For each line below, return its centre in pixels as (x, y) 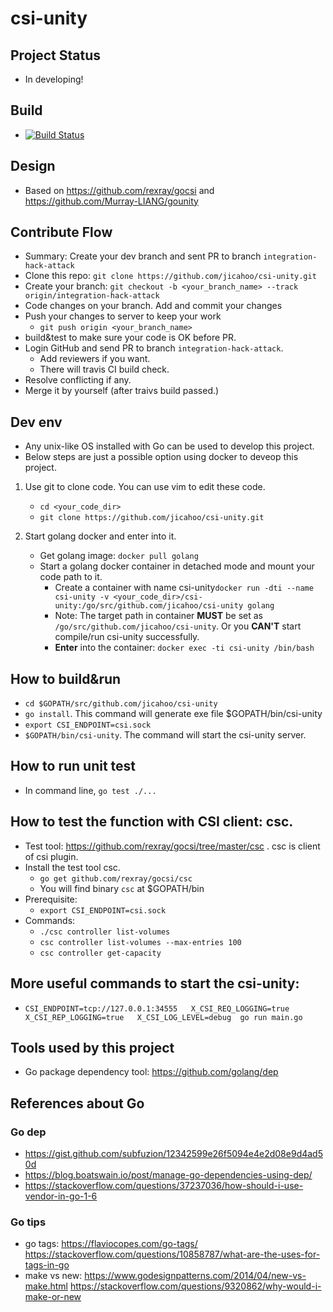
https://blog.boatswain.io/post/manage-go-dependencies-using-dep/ (168, 1175)
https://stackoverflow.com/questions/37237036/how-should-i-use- (164, 1185)
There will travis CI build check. (104, 369)
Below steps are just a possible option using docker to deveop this (161, 457)
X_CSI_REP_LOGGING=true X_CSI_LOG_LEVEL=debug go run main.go (163, 1017)
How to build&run (66, 678)
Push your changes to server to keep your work (123, 316)
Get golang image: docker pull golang (119, 556)
